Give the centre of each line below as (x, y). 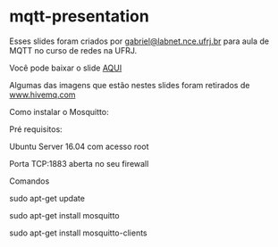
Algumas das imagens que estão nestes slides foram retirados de (130, 85)
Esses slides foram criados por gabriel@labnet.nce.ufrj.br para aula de (139, 41)
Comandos (29, 181)
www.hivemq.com (42, 95)
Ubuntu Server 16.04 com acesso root (79, 146)
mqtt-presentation (79, 16)
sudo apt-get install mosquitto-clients (78, 233)
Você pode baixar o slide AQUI (66, 68)
